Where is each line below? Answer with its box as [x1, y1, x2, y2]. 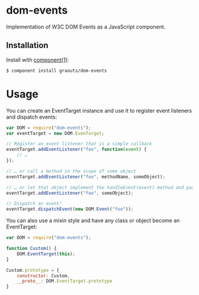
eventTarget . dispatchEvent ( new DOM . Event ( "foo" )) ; [6, 206, 134, 212]
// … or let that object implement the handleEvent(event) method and [6, 185, 184, 191]
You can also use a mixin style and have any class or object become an [6, 217, 180, 224]
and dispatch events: [6, 113, 57, 120]
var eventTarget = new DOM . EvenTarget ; [6, 130, 105, 137]
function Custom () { [6, 246, 57, 252]
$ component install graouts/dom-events [6, 68, 108, 74]
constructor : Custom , [17, 272, 70, 279]
